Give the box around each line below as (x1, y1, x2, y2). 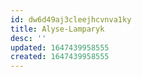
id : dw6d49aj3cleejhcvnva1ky (10, 14, 132, 25)
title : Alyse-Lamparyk (10, 24, 105, 34)
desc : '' (10, 33, 47, 43)
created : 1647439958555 (10, 52, 110, 62)
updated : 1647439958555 (10, 42, 110, 53)
